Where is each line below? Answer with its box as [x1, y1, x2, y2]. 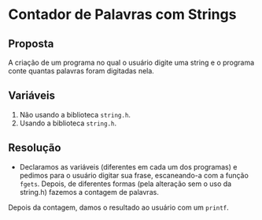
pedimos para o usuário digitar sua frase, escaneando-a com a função [19, 170, 249, 180]
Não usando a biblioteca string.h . [19, 110, 131, 119]
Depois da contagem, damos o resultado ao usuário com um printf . [8, 203, 230, 212]
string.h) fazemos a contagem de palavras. [19, 187, 159, 196]
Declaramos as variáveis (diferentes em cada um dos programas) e [19, 162, 238, 171]
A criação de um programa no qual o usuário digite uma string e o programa [8, 58, 255, 67]
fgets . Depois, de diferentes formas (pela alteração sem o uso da [19, 179, 232, 188]
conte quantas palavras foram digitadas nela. [8, 66, 155, 76]
